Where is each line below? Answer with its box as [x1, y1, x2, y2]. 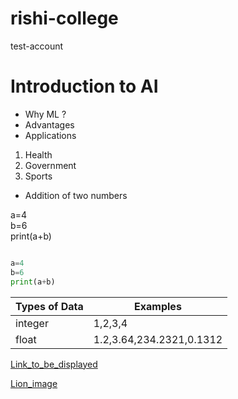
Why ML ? [24, 108, 67, 120]
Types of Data [15, 299, 84, 313]
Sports [24, 170, 53, 182]
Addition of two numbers [24, 189, 128, 201]
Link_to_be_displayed [10, 358, 98, 370]
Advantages [24, 118, 75, 131]
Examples [134, 299, 182, 313]
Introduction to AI [10, 75, 159, 98]
